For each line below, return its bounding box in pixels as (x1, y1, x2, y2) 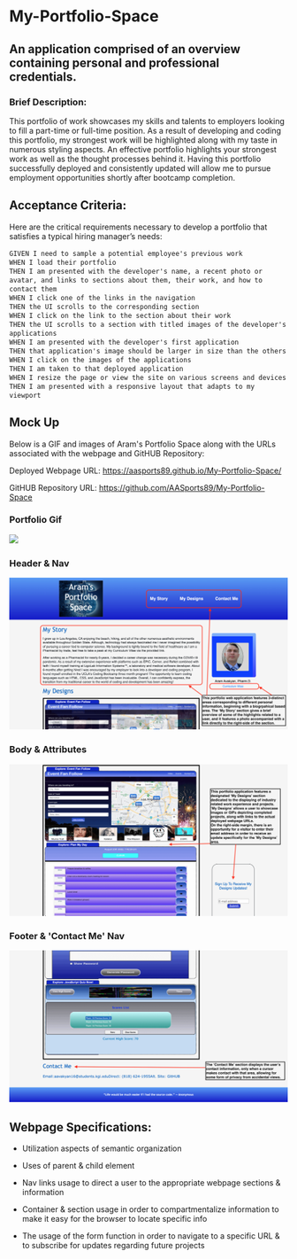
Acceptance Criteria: (9, 198, 126, 214)
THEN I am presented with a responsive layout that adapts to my (9, 382, 255, 391)
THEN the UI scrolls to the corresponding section (9, 302, 200, 311)
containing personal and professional (9, 55, 220, 70)
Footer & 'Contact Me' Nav (9, 929, 126, 942)
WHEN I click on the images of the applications (9, 355, 192, 364)
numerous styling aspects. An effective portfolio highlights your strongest (9, 144, 277, 154)
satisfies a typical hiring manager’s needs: (9, 230, 163, 241)
